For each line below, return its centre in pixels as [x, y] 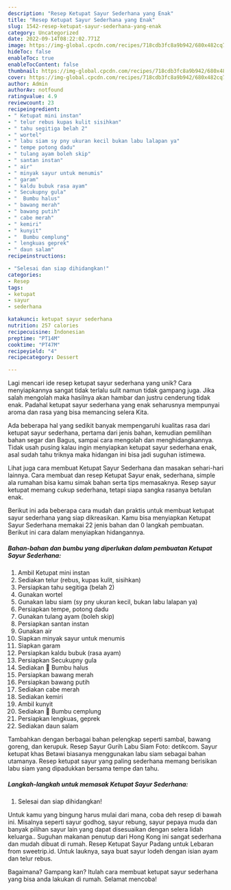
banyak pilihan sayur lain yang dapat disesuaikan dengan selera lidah [106, 830]
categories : [25, 275]
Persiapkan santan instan [53, 624]
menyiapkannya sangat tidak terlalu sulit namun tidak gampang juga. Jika [111, 390]
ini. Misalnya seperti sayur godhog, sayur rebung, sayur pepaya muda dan [113, 822]
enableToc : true [31, 58]
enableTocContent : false [43, 65]
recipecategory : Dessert [43, 358]
